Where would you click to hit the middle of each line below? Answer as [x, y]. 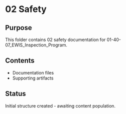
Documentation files [33, 72]
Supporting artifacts [33, 78]
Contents [20, 61]
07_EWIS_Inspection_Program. [36, 45]
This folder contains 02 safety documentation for [56, 39]
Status [16, 94]
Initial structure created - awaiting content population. [60, 105]
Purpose [19, 28]
